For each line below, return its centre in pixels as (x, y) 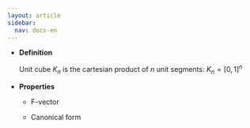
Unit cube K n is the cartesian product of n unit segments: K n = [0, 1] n (131, 70)
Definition (36, 53)
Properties (37, 86)
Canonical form (56, 117)
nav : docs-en (36, 30)
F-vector (45, 102)
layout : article (34, 15)
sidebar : (22, 23)
